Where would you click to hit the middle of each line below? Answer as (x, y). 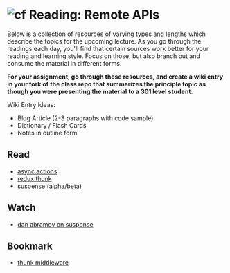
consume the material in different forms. (64, 63)
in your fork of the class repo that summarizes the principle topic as (107, 84)
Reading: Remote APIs (94, 15)
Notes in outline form (47, 133)
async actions (37, 171)
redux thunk (34, 178)
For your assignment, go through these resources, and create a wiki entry (115, 77)
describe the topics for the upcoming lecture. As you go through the (104, 41)
